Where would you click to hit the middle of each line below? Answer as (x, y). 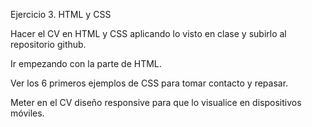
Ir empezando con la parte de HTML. (86, 63)
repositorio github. (48, 44)
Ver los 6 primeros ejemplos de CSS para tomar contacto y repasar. (149, 83)
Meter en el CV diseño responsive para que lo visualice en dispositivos (156, 102)
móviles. (27, 113)
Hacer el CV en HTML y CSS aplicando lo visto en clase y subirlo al (148, 33)
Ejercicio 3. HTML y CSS (61, 14)
